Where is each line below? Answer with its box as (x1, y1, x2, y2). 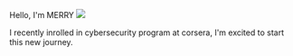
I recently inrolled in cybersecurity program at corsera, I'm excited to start (9, 27, 285, 38)
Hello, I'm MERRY (9, 10, 75, 20)
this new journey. (9, 37, 74, 47)
